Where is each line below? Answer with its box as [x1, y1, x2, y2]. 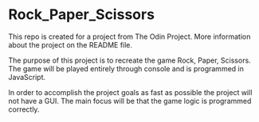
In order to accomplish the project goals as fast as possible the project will [8, 87, 253, 97]
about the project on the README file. [8, 40, 133, 49]
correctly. [8, 105, 40, 114]
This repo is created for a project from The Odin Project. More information [8, 32, 251, 41]
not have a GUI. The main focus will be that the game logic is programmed [8, 96, 252, 105]
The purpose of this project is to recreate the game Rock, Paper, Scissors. [8, 55, 251, 65]
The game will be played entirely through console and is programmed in [8, 63, 245, 73]
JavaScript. [8, 72, 46, 82]
